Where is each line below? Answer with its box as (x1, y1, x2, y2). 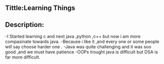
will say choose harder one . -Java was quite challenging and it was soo (5, 44, 152, 50)
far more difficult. (5, 54, 41, 60)
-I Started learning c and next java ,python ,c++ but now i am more (5, 34, 141, 40)
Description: (5, 21, 44, 29)
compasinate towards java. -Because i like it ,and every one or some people (5, 39, 160, 44)
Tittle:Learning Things (5, 4, 76, 12)
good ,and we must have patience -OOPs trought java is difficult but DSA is (5, 49, 158, 55)
